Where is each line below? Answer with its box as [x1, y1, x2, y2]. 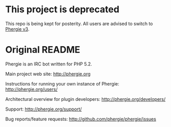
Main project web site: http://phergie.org [5, 71, 91, 77]
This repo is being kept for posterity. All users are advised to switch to [5, 20, 153, 27]
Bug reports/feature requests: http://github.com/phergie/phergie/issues [5, 116, 156, 122]
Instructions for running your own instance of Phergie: [5, 80, 119, 87]
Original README [5, 44, 80, 56]
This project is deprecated [5, 4, 119, 15]
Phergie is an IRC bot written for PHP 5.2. [5, 60, 92, 67]
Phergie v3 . [5, 26, 30, 32]
